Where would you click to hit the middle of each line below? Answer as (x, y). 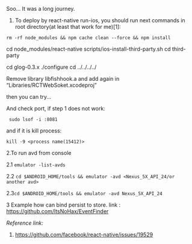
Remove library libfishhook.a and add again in (63, 79)
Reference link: (25, 223)
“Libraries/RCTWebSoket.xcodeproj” (52, 85)
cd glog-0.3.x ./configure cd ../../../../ (51, 67)
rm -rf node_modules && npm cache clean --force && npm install (88, 38)
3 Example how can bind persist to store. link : (63, 205)
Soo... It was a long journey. (41, 9)
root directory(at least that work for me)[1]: (68, 27)
